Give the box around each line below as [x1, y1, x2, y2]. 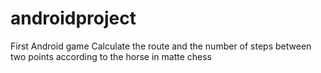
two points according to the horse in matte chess [10, 50, 212, 62]
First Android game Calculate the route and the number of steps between [10, 40, 312, 52]
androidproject [10, 7, 137, 30]
